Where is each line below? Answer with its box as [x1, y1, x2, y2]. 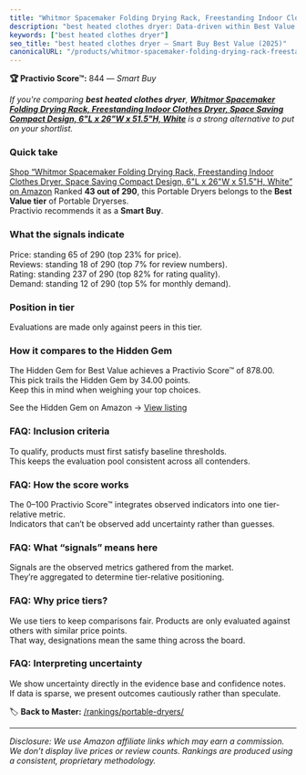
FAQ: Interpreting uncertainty [9, 657, 143, 670]
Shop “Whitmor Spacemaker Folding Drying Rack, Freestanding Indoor [9, 166, 274, 178]
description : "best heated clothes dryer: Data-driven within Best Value [9, 22, 296, 31]
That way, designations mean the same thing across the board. [9, 634, 246, 645]
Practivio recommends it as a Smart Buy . [9, 205, 164, 216]
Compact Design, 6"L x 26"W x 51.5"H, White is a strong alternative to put [9, 113, 294, 124]
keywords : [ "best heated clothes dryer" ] [9, 30, 169, 39]
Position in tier [9, 300, 75, 313]
